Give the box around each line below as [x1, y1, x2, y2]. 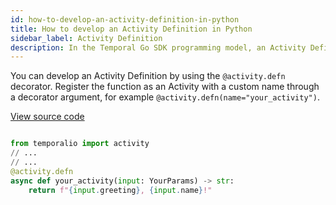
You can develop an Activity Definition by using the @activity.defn [10, 70, 286, 82]
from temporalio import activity [10, 139, 150, 149]
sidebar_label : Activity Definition [10, 33, 163, 43]
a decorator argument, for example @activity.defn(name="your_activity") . [10, 91, 320, 103]
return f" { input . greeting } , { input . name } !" [28, 185, 213, 195]
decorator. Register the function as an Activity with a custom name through [10, 81, 320, 93]
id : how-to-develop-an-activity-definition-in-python [10, 14, 240, 25]
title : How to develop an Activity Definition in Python [10, 24, 253, 34]
